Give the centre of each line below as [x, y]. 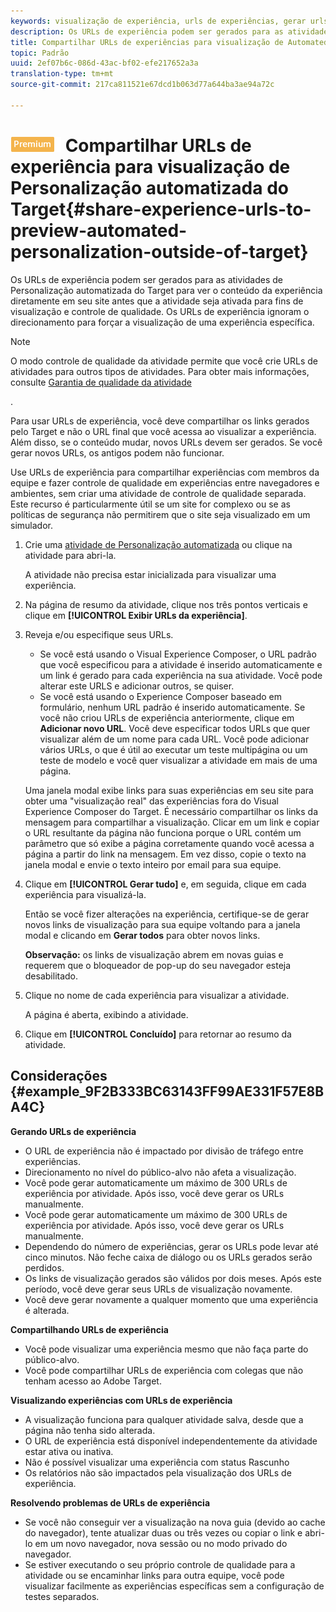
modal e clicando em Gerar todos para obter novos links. [142, 935]
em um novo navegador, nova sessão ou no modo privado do [161, 1543]
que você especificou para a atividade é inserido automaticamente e [181, 664]
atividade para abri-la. [70, 555]
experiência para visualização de [150, 166]
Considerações [59, 1076]
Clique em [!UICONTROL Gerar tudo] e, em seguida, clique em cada [165, 884]
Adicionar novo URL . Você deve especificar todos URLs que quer [175, 728]
